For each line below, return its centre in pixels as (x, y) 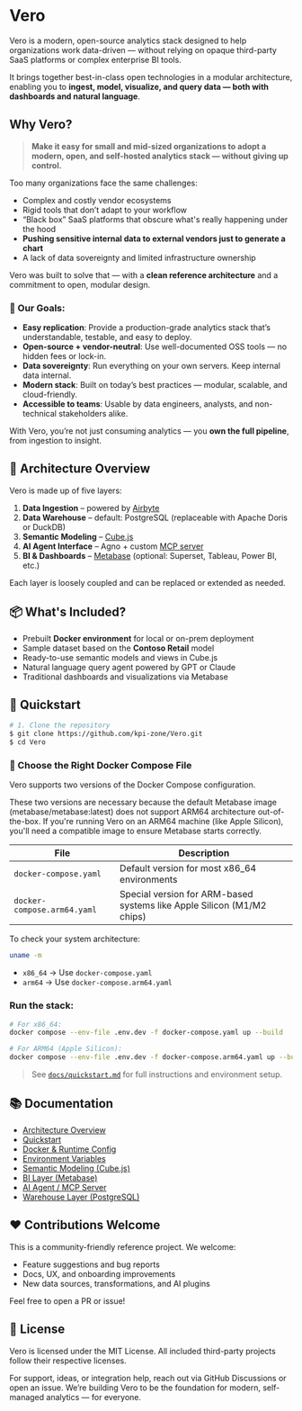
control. (46, 165)
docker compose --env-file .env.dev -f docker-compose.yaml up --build (146, 1033)
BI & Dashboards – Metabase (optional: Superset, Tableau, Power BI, (149, 555)
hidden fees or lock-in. (64, 356)
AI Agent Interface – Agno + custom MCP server (113, 546)
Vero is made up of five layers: (66, 490)
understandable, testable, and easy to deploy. (107, 337)
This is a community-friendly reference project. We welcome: (123, 1246)
